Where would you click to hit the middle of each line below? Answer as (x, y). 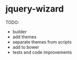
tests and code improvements (42, 52)
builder (20, 31)
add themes (24, 37)
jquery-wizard (35, 9)
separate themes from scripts (42, 42)
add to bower (26, 47)
